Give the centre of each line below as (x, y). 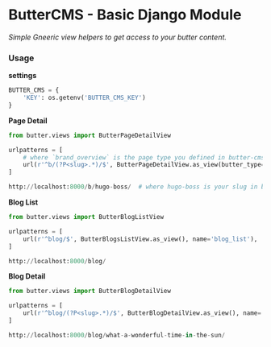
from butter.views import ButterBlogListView (86, 217)
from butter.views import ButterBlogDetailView (90, 291)
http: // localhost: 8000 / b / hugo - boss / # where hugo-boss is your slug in (133, 187)
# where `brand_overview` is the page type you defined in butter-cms (144, 157)
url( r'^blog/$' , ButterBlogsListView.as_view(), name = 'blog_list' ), (140, 239)
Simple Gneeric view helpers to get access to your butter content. (118, 37)
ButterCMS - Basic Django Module (125, 15)
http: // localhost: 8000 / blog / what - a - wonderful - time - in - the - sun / (117, 335)
